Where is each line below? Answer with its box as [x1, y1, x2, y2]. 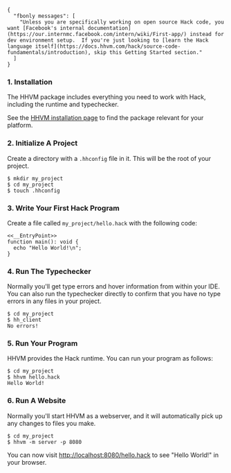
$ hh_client [7, 316, 41, 324]
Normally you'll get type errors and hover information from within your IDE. [7, 282, 220, 291]
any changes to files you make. [7, 419, 96, 427]
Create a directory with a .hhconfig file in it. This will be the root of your [7, 154, 212, 162]
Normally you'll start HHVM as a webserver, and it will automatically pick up [7, 411, 223, 420]
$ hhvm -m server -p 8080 [7, 438, 82, 445]
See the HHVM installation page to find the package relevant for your [7, 114, 204, 122]
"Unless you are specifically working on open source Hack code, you [19, 19, 225, 26]
